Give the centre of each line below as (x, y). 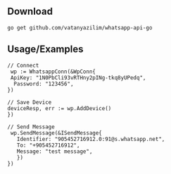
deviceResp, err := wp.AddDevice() (59, 108)
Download (30, 12)
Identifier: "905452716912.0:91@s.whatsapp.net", (91, 139)
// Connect (23, 65)
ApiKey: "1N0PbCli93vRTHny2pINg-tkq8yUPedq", (78, 78)
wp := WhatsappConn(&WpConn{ (53, 72)
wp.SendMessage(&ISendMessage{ (56, 133)
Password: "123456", (44, 83)
